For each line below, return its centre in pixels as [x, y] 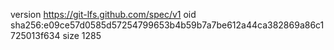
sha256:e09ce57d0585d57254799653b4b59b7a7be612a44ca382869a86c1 [167, 25]
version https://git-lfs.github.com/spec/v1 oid [103, 14]
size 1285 [82, 35]
